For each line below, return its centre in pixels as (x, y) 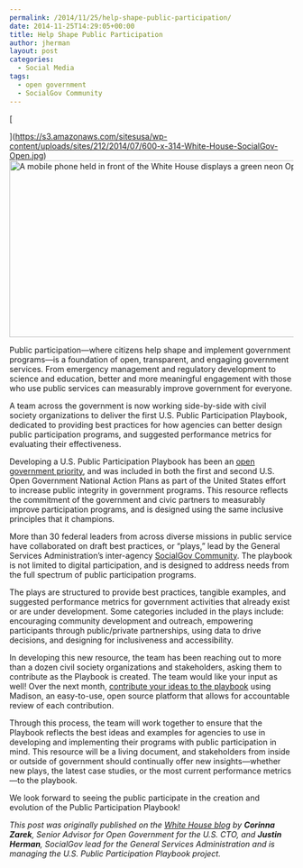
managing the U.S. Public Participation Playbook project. (115, 854)
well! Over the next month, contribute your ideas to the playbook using (140, 686)
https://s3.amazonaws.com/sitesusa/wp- (91, 136)
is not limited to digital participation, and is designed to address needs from (150, 565)
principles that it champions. (62, 518)
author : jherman (40, 43)
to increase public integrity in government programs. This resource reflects (149, 490)
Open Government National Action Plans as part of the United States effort (148, 480)
